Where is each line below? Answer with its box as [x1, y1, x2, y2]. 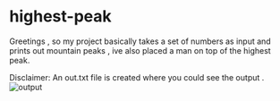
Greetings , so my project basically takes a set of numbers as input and [9, 36, 271, 46]
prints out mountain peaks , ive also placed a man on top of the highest [9, 45, 271, 55]
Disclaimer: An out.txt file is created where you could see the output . [9, 72, 265, 82]
